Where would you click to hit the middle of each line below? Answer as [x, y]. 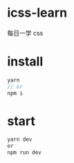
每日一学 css [25, 33]
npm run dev [24, 153]
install [25, 62]
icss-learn [37, 13]
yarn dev [20, 140]
